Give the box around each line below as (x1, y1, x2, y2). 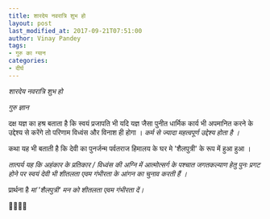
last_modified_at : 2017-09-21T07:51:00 (8, 27, 143, 35)
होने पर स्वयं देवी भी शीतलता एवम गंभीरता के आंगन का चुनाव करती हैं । (8, 168, 188, 178)
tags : (8, 42, 27, 50)
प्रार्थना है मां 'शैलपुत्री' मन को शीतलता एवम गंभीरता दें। (8, 184, 144, 194)
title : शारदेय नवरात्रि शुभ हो (8, 11, 86, 20)
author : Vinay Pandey (8, 34, 81, 43)
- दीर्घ (8, 64, 24, 72)
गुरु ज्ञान (8, 102, 30, 112)
